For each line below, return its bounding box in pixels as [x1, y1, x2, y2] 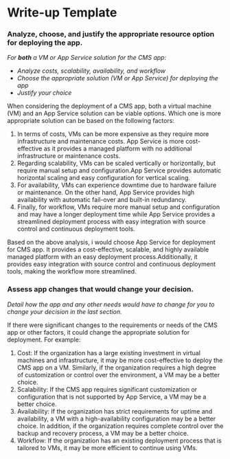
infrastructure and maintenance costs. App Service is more [16, 137, 184, 146]
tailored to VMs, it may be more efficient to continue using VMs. [16, 443, 198, 451]
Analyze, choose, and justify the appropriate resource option [7, 30, 215, 39]
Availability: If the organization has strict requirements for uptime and [16, 407, 213, 415]
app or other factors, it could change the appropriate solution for [7, 328, 190, 336]
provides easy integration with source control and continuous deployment [7, 260, 216, 269]
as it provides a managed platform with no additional [43, 144, 192, 153]
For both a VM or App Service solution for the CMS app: [7, 54, 167, 62]
